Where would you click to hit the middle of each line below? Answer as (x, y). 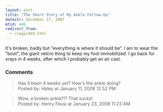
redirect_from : (21, 29)
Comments (19, 72)
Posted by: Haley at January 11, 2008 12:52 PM (67, 89)
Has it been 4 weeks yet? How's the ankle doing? (69, 83)
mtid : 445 (16, 24)
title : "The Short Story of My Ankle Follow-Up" (58, 15)
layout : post (19, 10)
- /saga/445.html (28, 34)
